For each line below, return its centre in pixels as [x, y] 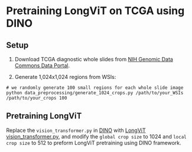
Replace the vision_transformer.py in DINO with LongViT [76, 130]
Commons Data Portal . [42, 65]
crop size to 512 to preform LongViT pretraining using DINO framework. [94, 143]
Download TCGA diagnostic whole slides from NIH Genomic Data [94, 59]
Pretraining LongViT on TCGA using [95, 11]
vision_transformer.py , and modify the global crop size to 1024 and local [97, 136]
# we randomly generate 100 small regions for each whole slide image [95, 88]
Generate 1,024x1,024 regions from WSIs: [65, 77]
